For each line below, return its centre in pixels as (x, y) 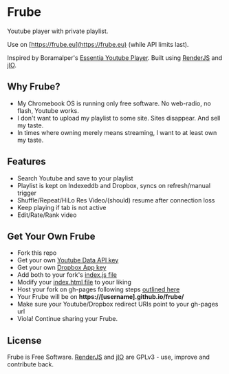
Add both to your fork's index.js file (67, 275)
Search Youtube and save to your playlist (75, 178)
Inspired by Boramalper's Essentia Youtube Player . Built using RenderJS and (115, 58)
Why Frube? (34, 87)
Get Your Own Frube (51, 236)
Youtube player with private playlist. (58, 31)
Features (26, 162)
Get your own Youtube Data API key (68, 260)
